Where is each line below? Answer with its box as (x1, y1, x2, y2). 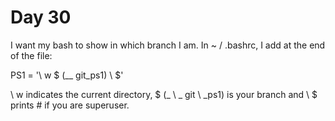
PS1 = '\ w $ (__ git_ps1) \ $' (10, 69, 124, 81)
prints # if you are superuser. (10, 99, 130, 111)
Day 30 (10, 6, 72, 29)
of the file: (10, 49, 53, 61)
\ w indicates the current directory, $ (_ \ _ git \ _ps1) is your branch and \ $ (10, 88, 318, 100)
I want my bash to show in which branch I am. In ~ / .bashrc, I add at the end (10, 39, 326, 51)
